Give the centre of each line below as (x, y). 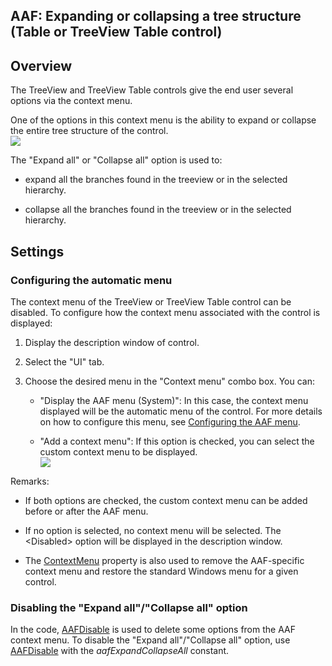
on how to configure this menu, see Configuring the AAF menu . (170, 421)
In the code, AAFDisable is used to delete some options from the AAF (153, 630)
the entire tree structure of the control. (89, 131)
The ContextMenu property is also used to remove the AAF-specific (164, 560)
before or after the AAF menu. (86, 511)
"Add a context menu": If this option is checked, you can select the (177, 441)
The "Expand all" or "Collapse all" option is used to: (116, 160)
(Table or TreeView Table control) (116, 32)
